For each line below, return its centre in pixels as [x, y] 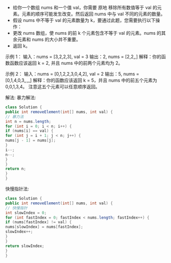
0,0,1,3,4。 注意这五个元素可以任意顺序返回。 [53, 87]
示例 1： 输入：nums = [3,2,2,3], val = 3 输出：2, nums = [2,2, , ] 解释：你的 [83, 57]
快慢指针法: [17, 189]
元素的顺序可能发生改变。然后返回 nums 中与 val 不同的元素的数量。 [93, 14]
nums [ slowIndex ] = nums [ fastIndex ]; [44, 227]
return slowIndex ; [25, 246]
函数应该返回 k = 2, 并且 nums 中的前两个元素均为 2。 [66, 63]
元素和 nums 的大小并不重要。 [49, 39]
